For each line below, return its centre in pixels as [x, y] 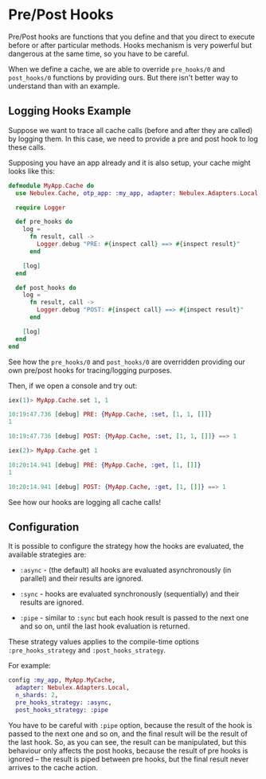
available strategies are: [47, 554]
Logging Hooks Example [70, 111]
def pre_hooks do [44, 222]
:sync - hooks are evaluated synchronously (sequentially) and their [129, 594]
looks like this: [32, 171]
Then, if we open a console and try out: [73, 386]
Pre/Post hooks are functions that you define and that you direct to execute [132, 37]
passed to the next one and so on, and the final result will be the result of [128, 734]
